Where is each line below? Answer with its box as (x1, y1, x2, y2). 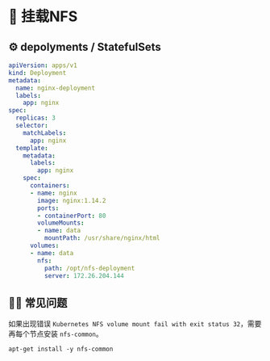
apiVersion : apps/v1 (8, 61, 78, 69)
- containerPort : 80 (37, 212, 106, 220)
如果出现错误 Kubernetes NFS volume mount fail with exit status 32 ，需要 (8, 319, 262, 329)
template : (15, 144, 48, 152)
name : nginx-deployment (15, 84, 95, 92)
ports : (37, 204, 60, 212)
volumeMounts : (37, 219, 85, 227)
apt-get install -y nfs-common (8, 345, 114, 354)
